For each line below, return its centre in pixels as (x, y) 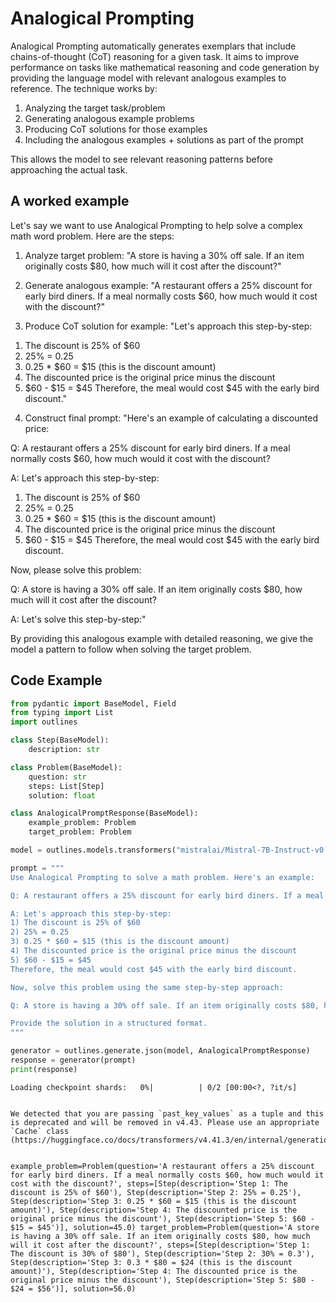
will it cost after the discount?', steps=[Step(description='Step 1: (160, 1245)
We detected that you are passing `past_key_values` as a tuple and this (167, 1113)
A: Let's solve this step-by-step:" (78, 619)
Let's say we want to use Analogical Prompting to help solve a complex (156, 225)
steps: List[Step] (66, 786)
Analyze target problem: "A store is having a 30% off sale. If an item (164, 255)
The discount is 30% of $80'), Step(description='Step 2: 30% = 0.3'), (162, 1253)
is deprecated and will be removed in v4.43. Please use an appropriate (165, 1122)
